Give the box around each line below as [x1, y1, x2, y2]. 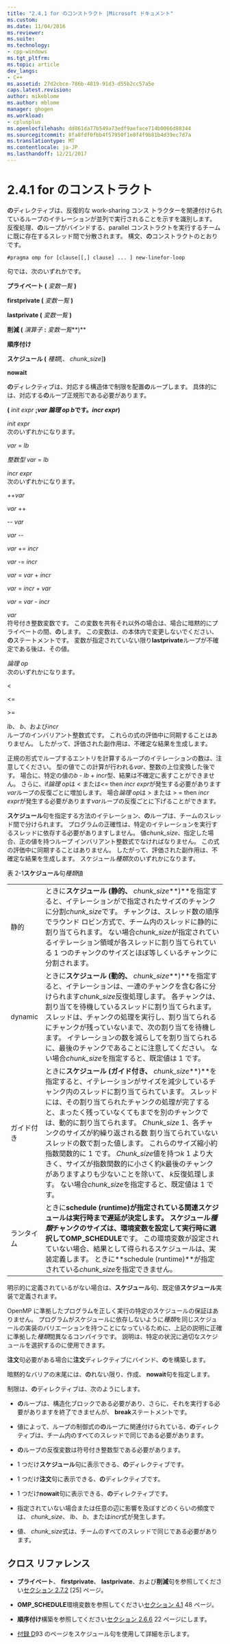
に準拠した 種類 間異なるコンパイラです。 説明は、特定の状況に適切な [7, 1332, 201, 1341]
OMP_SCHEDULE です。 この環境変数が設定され [65, 1234, 219, 1243]
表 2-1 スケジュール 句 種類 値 [7, 869, 84, 877]
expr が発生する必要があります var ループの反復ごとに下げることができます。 [7, 797, 220, 805]
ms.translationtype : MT [7, 138, 75, 145]
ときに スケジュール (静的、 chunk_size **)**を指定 [45, 886, 211, 896]
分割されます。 [45, 958, 93, 968]
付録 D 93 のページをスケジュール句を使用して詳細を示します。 [16, 1630, 194, 1638]
